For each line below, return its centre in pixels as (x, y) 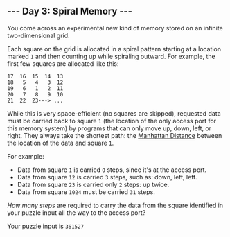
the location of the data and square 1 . (61, 143)
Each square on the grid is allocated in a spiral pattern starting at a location (114, 49)
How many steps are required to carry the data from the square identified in (115, 205)
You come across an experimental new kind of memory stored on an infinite (115, 28)
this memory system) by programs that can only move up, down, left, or (109, 128)
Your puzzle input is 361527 (46, 226)
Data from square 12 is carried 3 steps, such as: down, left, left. (107, 177)
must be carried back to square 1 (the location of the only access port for (112, 121)
